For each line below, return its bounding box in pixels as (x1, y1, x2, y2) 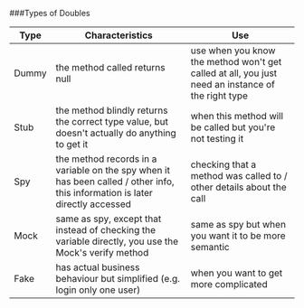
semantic (190, 241, 230, 253)
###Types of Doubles (9, 8, 90, 18)
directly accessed (55, 198, 131, 210)
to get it (55, 138, 89, 150)
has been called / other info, (55, 175, 175, 188)
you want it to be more (190, 229, 287, 242)
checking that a (190, 158, 256, 171)
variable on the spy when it (55, 164, 170, 176)
